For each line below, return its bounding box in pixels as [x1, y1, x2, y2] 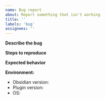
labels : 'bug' [5, 21, 35, 27]
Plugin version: [12, 84, 44, 91]
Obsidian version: [12, 79, 49, 85]
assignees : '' [5, 26, 35, 31]
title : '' [5, 17, 26, 22]
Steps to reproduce [5, 50, 46, 56]
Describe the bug [5, 40, 42, 46]
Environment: [5, 69, 34, 76]
